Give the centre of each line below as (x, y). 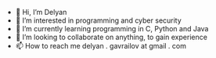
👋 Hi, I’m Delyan (41, 12)
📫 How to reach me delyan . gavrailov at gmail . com (101, 46)
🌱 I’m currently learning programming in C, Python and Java (112, 29)
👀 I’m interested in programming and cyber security (98, 20)
